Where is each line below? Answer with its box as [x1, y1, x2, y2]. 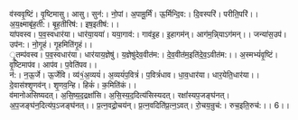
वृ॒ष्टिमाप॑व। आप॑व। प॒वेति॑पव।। [9, 60, 98, 69]
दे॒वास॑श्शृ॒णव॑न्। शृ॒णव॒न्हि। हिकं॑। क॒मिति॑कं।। [9, 79, 137, 90]
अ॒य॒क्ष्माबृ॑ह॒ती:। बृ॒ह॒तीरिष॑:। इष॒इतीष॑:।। [9, 19, 120, 29]
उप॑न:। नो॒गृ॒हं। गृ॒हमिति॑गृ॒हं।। [9, 39, 93, 50]
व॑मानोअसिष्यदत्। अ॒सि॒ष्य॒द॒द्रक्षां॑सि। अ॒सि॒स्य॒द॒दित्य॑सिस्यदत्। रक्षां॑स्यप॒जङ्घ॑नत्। [9, 90, 230, 100]
